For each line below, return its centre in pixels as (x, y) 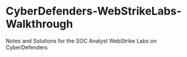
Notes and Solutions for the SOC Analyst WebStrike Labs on (81, 41)
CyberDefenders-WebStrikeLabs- (94, 11)
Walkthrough (39, 24)
